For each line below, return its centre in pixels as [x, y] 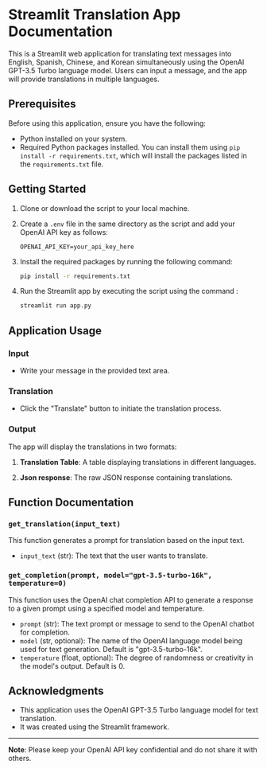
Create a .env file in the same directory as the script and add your [128, 224]
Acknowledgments [56, 691]
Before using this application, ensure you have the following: [107, 123]
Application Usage [55, 331]
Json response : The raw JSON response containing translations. [126, 477]
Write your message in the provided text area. [95, 371]
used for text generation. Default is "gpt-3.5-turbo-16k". [111, 649]
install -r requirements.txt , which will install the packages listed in [133, 155]
